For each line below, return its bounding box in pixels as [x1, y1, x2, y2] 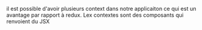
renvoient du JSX [6, 18, 50, 25]
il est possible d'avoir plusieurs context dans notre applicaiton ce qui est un [6, 5, 196, 12]
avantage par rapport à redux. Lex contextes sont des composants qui [6, 11, 184, 19]
